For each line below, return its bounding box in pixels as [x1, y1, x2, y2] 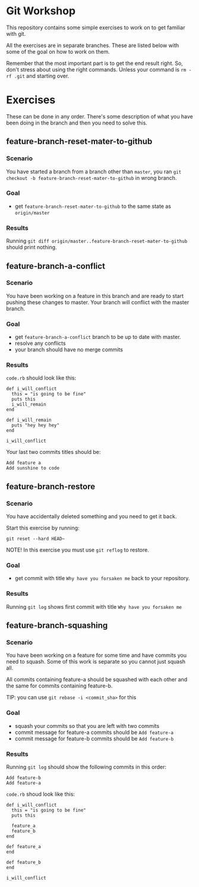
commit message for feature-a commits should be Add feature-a [14, 729, 174, 736]
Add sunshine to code [6, 465, 60, 471]
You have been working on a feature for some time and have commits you [6, 652, 187, 659]
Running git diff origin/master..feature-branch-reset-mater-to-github [6, 237, 188, 245]
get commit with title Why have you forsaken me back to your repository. [14, 575, 190, 582]
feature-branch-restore [6, 481, 96, 491]
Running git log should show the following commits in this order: [6, 764, 166, 770]
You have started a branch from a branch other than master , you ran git [6, 168, 182, 175]
